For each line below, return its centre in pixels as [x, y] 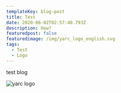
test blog [17, 72]
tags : [13, 45]
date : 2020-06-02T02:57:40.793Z [46, 22]
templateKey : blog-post [36, 11]
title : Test [21, 17]
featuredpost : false [32, 34]
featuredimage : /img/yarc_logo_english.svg [61, 39]
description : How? [29, 28]
